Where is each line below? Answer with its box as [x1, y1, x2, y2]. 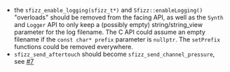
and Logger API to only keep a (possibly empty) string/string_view [13, 21, 203, 28]
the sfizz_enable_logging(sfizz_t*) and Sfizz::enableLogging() [13, 6, 203, 14]
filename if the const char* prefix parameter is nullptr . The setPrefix [13, 35, 221, 44]
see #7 [13, 57, 34, 65]
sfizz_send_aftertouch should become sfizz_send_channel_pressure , [13, 50, 215, 58]
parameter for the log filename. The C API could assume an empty [13, 28, 205, 36]
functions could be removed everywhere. [13, 43, 133, 51]
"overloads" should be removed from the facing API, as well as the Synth [13, 13, 224, 21]
